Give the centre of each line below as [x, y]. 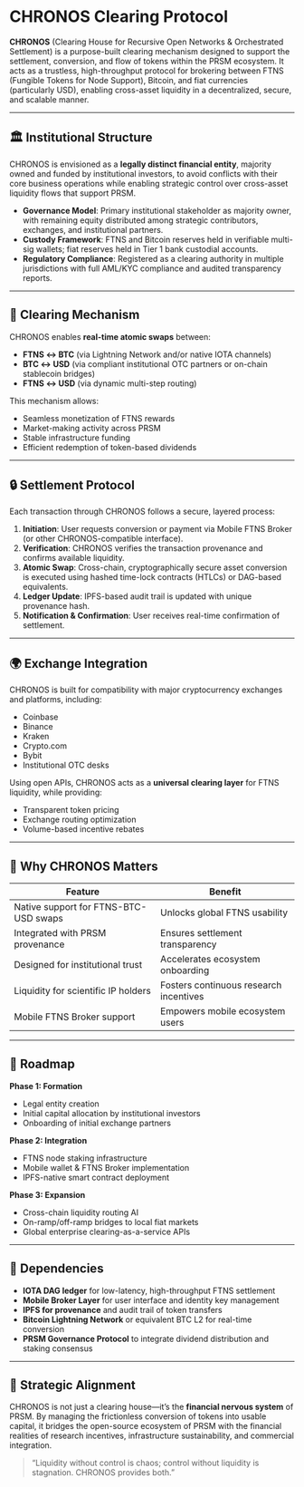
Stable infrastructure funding [76, 438]
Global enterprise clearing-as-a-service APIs [106, 1231]
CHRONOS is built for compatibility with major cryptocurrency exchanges [146, 690]
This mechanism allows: [54, 401]
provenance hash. [56, 606]
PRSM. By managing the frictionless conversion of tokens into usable [138, 1416]
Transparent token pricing [71, 810]
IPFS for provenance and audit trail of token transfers [123, 1309]
